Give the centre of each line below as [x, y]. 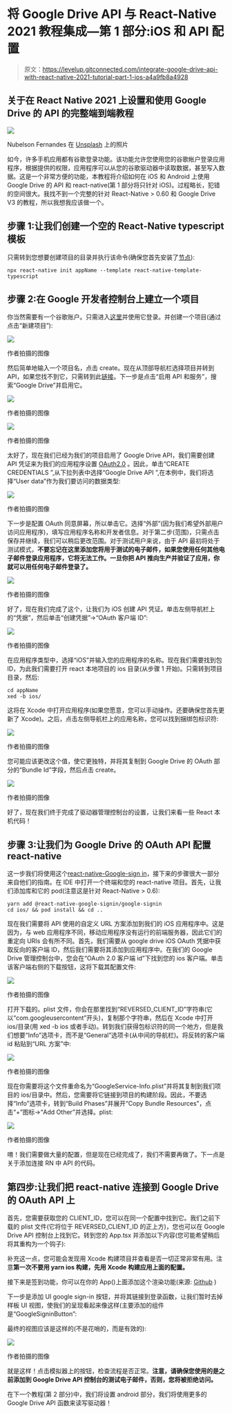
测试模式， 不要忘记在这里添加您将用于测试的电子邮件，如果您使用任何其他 [113, 550]
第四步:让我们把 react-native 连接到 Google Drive [113, 1187]
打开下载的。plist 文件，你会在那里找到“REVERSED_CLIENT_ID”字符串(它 [110, 1010]
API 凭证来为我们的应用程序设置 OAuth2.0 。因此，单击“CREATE [98, 464]
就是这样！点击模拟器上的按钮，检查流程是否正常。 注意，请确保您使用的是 [113, 1371]
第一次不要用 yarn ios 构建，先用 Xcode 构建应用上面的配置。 [101, 1267]
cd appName [23, 691]
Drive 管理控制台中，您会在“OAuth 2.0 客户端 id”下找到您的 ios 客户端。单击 [115, 958]
